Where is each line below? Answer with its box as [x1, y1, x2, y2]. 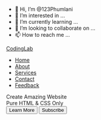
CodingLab [6, 45, 33, 52]
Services [14, 69, 37, 76]
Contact [14, 75, 34, 83]
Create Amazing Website [6, 93, 67, 100]
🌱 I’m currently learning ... [14, 18, 78, 25]
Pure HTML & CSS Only [6, 100, 64, 106]
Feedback [14, 82, 40, 89]
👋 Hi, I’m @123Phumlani [14, 6, 73, 12]
